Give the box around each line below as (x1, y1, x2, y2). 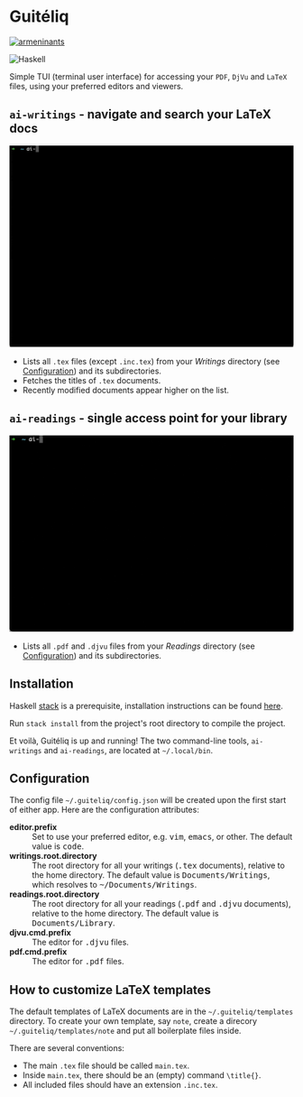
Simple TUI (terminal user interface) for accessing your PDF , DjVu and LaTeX (9, 70, 288, 82)
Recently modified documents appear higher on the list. (22, 385, 230, 396)
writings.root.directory (9, 851, 97, 862)
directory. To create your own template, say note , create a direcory (9, 1016, 258, 1027)
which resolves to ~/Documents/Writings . (32, 880, 197, 890)
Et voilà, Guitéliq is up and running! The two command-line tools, (9, 735, 250, 746)
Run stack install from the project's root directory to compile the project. (9, 717, 286, 728)
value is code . (32, 841, 84, 852)
